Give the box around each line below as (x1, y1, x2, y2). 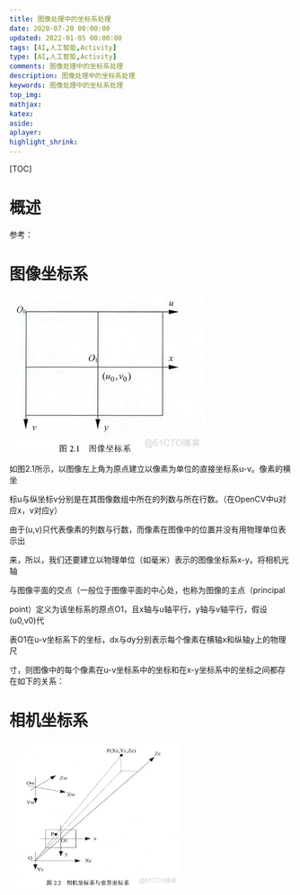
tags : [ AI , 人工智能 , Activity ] (9, 43, 117, 52)
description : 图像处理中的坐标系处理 (9, 72, 136, 81)
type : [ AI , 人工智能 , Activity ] (9, 52, 117, 62)
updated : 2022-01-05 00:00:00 (9, 33, 123, 42)
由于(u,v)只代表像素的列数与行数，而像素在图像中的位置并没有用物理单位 (9, 524, 278, 535)
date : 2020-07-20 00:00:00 (9, 23, 110, 33)
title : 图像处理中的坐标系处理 (9, 14, 111, 23)
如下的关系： (16, 675, 65, 687)
